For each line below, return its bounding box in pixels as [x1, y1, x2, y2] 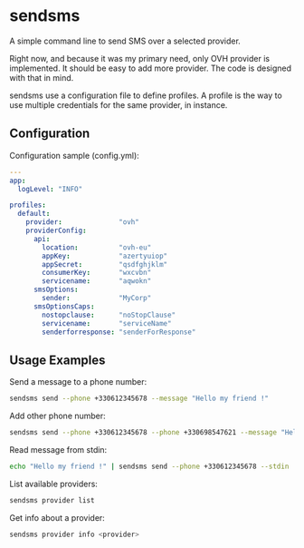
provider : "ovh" [25, 218, 140, 227]
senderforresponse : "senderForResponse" [42, 328, 196, 337]
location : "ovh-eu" [42, 242, 152, 252]
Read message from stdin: [9, 444, 108, 455]
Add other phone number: [9, 410, 106, 422]
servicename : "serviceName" [42, 318, 172, 328]
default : [17, 210, 51, 219]
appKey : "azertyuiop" [42, 251, 168, 260]
